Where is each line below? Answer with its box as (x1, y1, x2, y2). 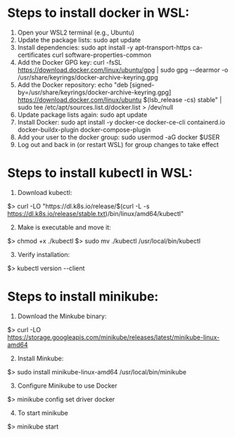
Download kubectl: (17, 188, 72, 196)
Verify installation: (17, 250, 70, 258)
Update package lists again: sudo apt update (17, 110, 148, 119)
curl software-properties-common (51, 51, 152, 59)
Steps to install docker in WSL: (7, 5, 190, 21)
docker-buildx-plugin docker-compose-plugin (17, 125, 151, 134)
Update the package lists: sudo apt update (17, 35, 141, 44)
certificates (17, 51, 51, 59)
